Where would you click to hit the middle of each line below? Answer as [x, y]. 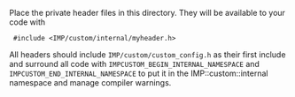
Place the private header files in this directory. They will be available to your [147, 13]
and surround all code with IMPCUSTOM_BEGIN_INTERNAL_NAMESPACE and [134, 64]
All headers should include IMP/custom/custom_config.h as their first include [147, 55]
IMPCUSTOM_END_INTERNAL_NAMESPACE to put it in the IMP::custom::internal [139, 73]
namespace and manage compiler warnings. [90, 82]
